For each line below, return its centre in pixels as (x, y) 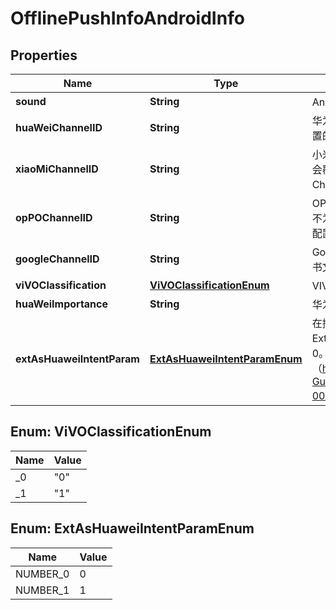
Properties (44, 55)
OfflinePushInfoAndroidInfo (127, 18)
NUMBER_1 (42, 590)
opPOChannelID (54, 217)
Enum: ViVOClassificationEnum (111, 432)
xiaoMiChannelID (57, 169)
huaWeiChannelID (59, 127)
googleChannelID (57, 259)
